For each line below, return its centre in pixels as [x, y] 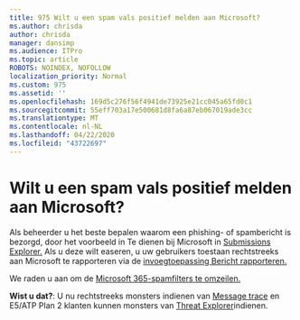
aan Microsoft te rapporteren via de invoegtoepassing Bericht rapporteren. [148, 261]
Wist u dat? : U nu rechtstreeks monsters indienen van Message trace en [145, 296]
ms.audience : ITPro [46, 51]
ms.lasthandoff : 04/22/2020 [62, 135]
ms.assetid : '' [38, 93]
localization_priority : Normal [68, 77]
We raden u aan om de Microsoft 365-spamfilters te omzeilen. [125, 278]
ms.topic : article [44, 59]
